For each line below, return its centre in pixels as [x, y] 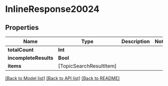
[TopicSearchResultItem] [87, 66]
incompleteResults [30, 58]
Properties [22, 28]
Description [136, 42]
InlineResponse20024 [52, 9]
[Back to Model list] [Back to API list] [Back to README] [62, 78]
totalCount [21, 50]
